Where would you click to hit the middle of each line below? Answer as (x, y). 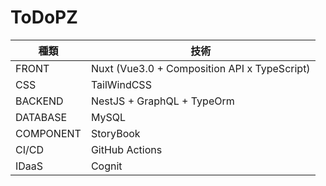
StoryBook (115, 133)
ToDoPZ (44, 17)
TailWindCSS (121, 84)
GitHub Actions (126, 149)
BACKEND (39, 101)
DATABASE (41, 117)
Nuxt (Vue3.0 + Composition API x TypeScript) (200, 68)
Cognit (106, 166)
